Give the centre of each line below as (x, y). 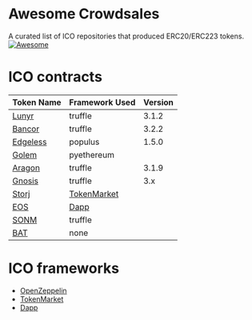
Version (158, 102)
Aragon (26, 167)
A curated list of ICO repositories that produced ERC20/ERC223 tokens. (126, 36)
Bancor (26, 129)
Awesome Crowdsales (84, 14)
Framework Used (102, 102)
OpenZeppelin (43, 290)
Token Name (37, 102)
